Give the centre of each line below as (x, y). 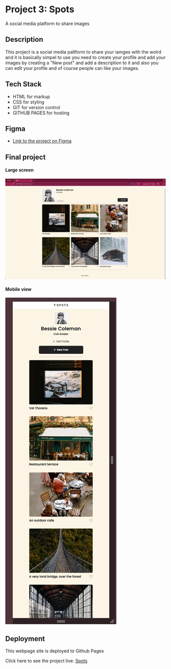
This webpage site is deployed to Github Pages (55, 651)
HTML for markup (31, 96)
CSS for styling (28, 102)
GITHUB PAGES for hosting (41, 113)
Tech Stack (23, 84)
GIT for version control (36, 107)
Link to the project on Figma (42, 141)
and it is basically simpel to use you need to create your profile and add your (85, 57)
